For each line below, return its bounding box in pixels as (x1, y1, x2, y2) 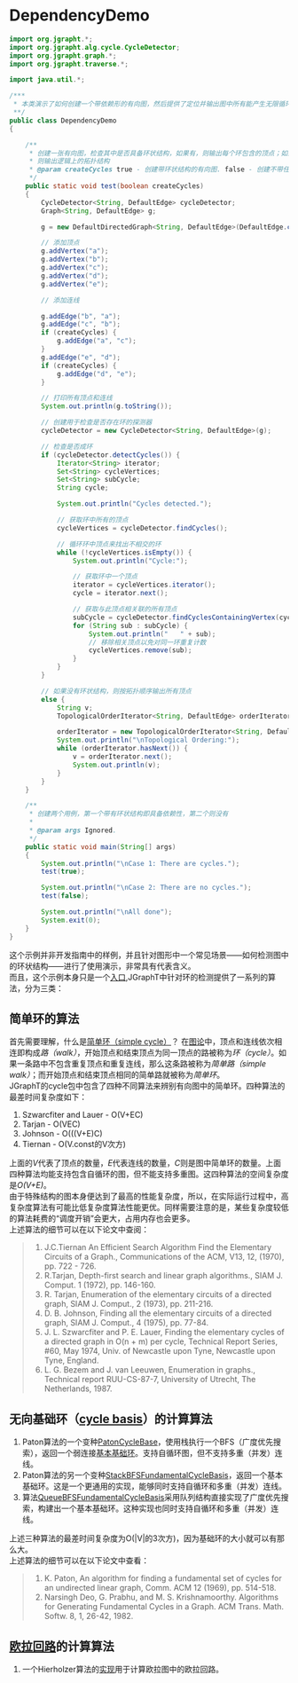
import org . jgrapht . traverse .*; (9, 59, 129, 68)
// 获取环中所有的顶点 (56, 515, 129, 524)
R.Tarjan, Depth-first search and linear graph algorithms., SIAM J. (43, 1270, 284, 1281)
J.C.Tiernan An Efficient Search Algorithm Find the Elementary (43, 1242, 272, 1253)
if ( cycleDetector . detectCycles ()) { (41, 450, 180, 460)
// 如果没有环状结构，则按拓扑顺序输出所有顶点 (41, 687, 192, 696)
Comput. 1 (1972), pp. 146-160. (43, 1279, 157, 1291)
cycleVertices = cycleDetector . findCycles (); (56, 523, 228, 532)
